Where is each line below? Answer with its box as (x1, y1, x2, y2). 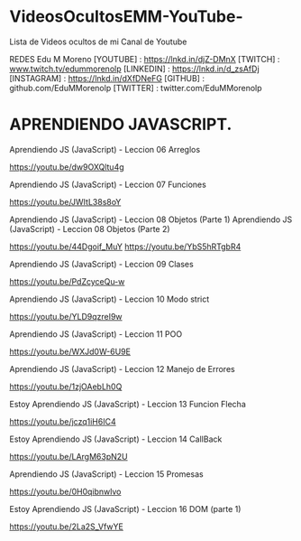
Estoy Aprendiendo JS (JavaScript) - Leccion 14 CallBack (9, 434, 223, 444)
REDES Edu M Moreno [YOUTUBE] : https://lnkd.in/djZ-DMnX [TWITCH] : (9, 53, 280, 64)
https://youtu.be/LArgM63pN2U (9, 451, 128, 462)
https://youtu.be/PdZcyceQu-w (9, 275, 125, 286)
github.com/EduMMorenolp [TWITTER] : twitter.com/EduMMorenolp (9, 82, 263, 93)
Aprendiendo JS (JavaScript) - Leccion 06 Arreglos (9, 144, 201, 154)
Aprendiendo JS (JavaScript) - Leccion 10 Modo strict (9, 294, 210, 304)
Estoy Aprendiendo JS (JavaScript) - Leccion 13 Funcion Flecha (9, 398, 246, 409)
